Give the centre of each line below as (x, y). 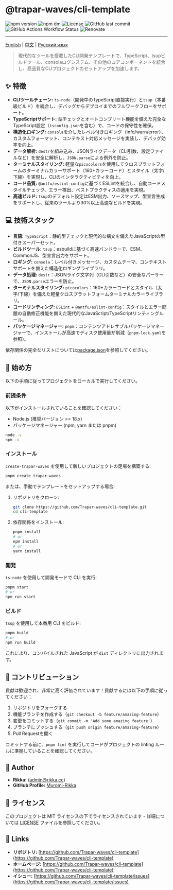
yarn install (27, 551)
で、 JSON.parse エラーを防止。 (45, 281)
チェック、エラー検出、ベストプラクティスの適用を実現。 (87, 189)
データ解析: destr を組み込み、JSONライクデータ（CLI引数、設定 (82, 151)
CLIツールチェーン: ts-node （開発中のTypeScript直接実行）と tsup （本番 (89, 99)
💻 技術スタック (30, 221)
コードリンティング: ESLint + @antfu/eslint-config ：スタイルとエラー (87, 307)
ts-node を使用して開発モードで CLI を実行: (51, 578)
